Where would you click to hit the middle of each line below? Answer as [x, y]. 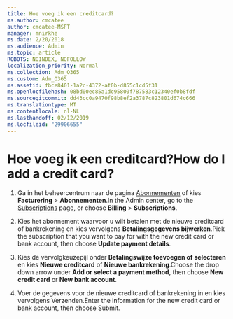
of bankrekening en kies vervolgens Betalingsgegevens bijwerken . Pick [121, 229]
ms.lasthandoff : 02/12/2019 [48, 118]
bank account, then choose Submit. [69, 308]
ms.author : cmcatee [36, 20]
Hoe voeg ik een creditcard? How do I [116, 159]
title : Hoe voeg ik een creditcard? [61, 14]
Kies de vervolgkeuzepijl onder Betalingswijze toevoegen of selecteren [121, 257]
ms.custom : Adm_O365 [37, 79]
